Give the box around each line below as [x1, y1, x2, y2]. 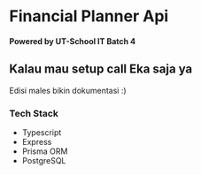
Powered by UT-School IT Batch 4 [9, 35, 136, 46]
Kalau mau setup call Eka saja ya [9, 62, 193, 77]
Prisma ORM [21, 146, 68, 156]
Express [21, 136, 52, 147]
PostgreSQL [21, 155, 66, 165]
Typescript [21, 126, 62, 138]
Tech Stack [9, 107, 59, 119]
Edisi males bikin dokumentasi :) [9, 85, 127, 95]
